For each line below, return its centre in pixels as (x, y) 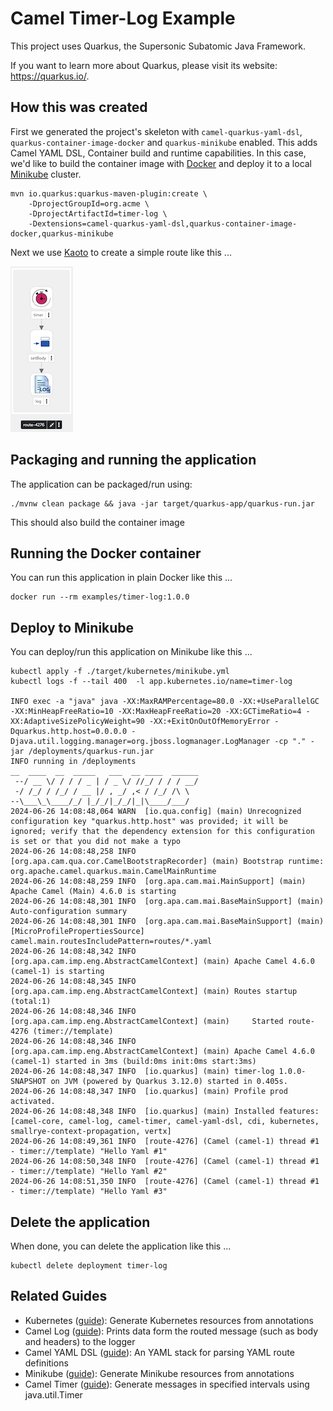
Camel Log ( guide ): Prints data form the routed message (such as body (171, 1331)
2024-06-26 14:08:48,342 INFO (73, 952)
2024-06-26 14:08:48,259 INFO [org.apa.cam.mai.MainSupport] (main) (158, 882)
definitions (46, 1363)
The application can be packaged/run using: (101, 484)
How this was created (79, 107)
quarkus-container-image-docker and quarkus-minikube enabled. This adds (164, 142)
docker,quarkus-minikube (62, 233)
